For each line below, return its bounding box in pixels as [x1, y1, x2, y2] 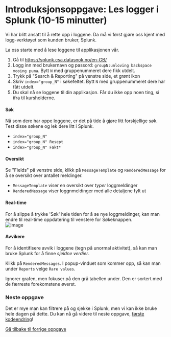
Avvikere [5, 234, 25, 240]
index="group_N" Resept [12, 140, 64, 145]
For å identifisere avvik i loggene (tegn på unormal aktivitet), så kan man [5, 244, 157, 251]
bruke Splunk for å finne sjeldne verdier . [5, 250, 90, 256]
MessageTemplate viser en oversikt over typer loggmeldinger [12, 183, 138, 189]
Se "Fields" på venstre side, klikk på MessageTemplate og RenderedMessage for [5, 167, 166, 173]
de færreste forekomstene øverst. [5, 281, 77, 287]
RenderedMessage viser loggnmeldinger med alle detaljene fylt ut [12, 188, 146, 194]
